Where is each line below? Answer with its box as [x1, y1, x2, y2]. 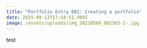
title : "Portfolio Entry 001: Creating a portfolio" [6, 8, 142, 15]
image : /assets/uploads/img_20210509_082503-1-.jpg [6, 20, 139, 26]
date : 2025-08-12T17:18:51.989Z [6, 14, 88, 20]
